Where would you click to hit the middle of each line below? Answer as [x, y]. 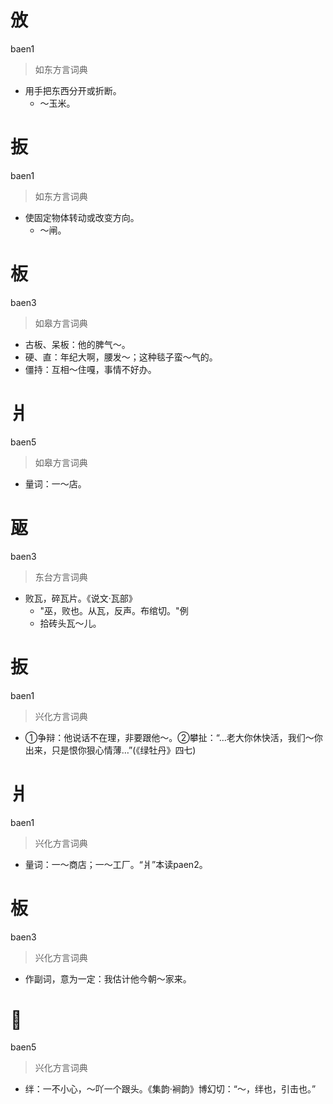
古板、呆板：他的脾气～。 [77, 344]
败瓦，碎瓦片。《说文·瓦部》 [81, 598]
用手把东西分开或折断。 [73, 90]
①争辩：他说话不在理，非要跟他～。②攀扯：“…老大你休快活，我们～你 [173, 737]
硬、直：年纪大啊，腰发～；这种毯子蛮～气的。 [121, 357]
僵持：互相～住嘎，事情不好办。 [90, 369]
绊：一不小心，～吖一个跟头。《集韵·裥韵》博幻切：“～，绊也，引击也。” [170, 1089]
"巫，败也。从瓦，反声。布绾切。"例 [114, 610]
